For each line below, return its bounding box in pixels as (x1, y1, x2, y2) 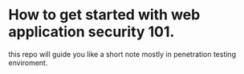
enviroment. (8, 58, 48, 68)
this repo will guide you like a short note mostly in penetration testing (8, 49, 237, 59)
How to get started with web (8, 6, 201, 24)
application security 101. (8, 23, 175, 41)
